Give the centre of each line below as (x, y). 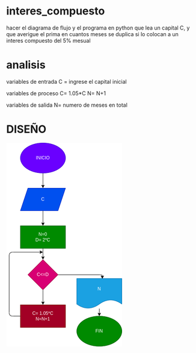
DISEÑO (26, 129)
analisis (26, 65)
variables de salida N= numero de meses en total (67, 105)
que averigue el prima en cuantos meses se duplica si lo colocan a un (93, 34)
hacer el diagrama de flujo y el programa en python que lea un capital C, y (98, 28)
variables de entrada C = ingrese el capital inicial (67, 81)
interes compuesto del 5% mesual (49, 40)
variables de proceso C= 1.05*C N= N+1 (56, 93)
